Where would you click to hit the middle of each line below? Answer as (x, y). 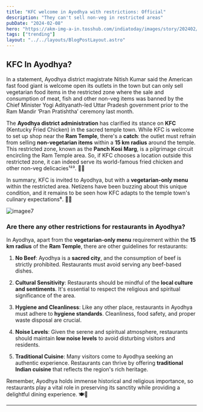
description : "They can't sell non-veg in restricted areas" (85, 18)
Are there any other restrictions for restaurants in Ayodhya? (96, 227)
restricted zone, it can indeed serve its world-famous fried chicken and (95, 162)
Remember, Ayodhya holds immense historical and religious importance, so (100, 381)
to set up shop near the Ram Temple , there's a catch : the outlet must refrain (101, 136)
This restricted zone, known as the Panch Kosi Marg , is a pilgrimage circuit (100, 148)
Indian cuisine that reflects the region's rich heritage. (82, 370)
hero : (13, 29)
